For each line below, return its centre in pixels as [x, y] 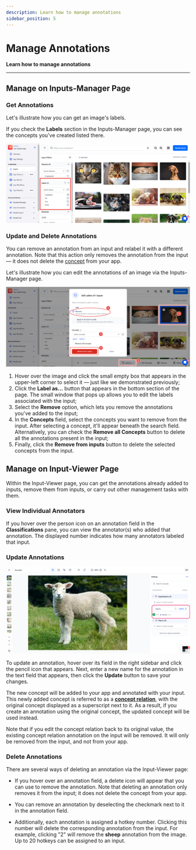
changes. [17, 681]
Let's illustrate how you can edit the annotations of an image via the [87, 273]
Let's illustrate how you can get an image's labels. [66, 118]
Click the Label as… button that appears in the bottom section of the [97, 389]
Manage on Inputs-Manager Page [68, 88]
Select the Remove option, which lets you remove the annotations [94, 407]
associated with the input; [45, 401]
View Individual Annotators [45, 510]
